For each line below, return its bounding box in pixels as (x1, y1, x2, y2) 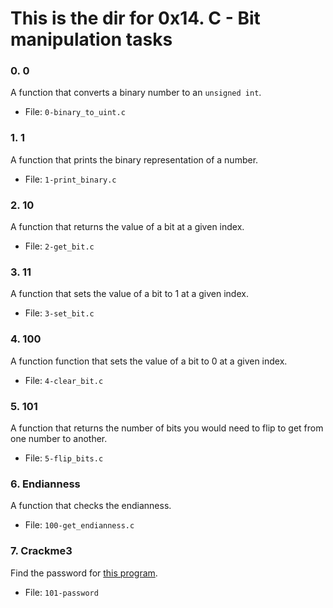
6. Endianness (10, 477, 81, 491)
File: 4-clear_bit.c (24, 374, 104, 386)
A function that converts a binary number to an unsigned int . (10, 87, 262, 99)
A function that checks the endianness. (10, 500, 172, 512)
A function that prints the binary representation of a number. (10, 153, 259, 166)
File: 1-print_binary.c (24, 173, 117, 185)
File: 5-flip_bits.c (24, 452, 104, 464)
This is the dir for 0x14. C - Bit (10, 7, 261, 30)
